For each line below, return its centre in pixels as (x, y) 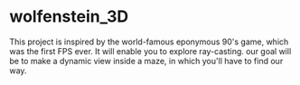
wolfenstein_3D (69, 17)
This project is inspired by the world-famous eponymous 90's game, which (149, 42)
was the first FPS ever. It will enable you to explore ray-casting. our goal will (150, 51)
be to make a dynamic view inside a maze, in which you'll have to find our (146, 61)
